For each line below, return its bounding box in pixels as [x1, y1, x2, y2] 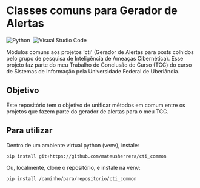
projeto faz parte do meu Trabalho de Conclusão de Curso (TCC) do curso [6, 61, 192, 69]
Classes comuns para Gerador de [6, 4, 178, 18]
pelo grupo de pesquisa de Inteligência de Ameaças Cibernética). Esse [6, 55, 184, 62]
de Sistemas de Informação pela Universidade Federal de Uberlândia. [6, 67, 180, 75]
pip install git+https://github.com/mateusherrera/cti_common [6, 153, 167, 159]
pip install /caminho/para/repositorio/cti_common [6, 175, 137, 182]
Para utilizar [6, 126, 53, 136]
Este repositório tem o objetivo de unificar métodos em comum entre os [6, 101, 186, 109]
